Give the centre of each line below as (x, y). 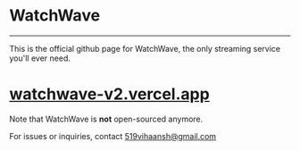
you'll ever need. (40, 58)
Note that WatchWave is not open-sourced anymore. (106, 119)
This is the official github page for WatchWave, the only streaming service (145, 48)
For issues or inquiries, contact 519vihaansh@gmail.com (113, 136)
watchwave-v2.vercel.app (109, 94)
